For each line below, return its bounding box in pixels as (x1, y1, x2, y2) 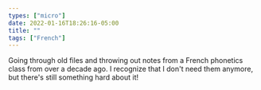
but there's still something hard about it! (8, 72, 139, 82)
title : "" (8, 26, 41, 34)
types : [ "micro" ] (8, 11, 66, 20)
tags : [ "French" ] (8, 33, 66, 42)
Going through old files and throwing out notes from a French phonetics (8, 56, 243, 65)
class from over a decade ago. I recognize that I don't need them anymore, (8, 65, 253, 74)
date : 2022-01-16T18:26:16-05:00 (8, 19, 119, 27)
